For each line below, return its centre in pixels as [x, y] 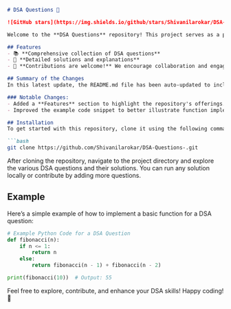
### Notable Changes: [38, 97]
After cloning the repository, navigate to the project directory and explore [111, 161]
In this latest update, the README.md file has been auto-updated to [109, 85]
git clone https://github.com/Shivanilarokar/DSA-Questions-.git [102, 148]
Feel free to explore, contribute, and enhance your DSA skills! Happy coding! [115, 290]
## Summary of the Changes [46, 79]
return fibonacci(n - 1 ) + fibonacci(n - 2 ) [97, 265]
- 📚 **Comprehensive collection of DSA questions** [84, 54]
